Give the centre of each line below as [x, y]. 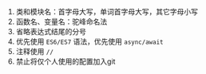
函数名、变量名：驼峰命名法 [61, 21]
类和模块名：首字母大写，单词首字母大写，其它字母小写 [107, 12]
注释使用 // [35, 51]
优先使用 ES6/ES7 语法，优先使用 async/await [89, 41]
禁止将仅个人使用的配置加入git [65, 61]
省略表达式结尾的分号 [51, 31]
